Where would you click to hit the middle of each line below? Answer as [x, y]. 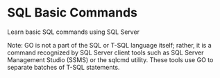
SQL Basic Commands [72, 13]
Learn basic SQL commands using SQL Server [74, 32]
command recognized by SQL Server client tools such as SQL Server [105, 52]
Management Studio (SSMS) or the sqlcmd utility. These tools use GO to [110, 59]
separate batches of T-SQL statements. [64, 67]
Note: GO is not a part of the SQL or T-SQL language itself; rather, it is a [109, 45]
